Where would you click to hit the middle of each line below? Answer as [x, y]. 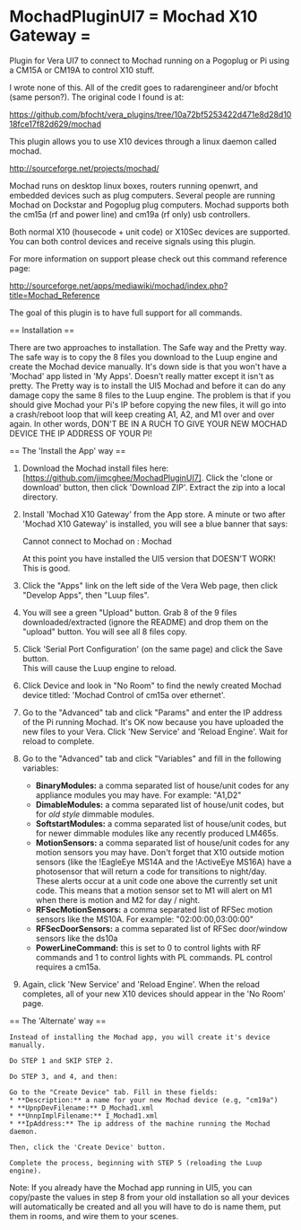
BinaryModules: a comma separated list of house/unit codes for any [162, 785]
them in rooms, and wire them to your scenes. [94, 1216]
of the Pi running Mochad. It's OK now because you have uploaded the [153, 721]
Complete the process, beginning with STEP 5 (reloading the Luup [136, 1163]
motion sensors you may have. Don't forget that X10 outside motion [160, 852]
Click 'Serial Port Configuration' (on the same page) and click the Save [152, 649]
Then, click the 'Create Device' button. [88, 1147]
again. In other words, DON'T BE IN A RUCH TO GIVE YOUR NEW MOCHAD [149, 423]
